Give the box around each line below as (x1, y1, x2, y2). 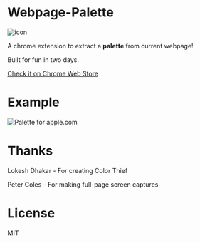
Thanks (7, 143, 53, 159)
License (7, 205, 56, 221)
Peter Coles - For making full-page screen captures (7, 180, 159, 189)
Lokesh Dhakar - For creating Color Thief (7, 166, 128, 175)
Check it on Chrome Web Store (7, 69, 98, 78)
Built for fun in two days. (7, 55, 80, 64)
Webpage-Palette (7, 4, 114, 21)
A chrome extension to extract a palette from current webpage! (7, 41, 194, 50)
